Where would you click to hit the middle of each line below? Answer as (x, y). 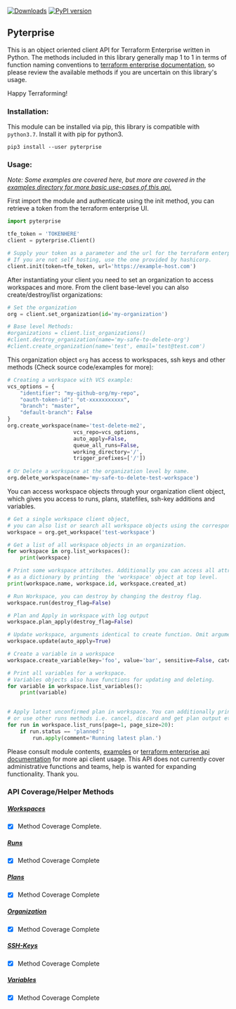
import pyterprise (34, 221)
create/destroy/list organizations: (55, 294)
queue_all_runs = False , (106, 445)
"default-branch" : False (56, 413)
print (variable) (44, 693)
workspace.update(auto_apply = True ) (59, 641)
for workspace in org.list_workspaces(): (69, 551)
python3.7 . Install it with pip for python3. (65, 134)
